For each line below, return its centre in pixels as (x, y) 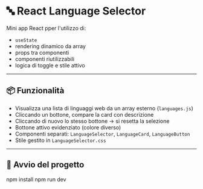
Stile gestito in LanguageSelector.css (60, 140)
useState (26, 40)
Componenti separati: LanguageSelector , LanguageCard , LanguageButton (102, 134)
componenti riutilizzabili (44, 59)
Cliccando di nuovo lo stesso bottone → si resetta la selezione (92, 121)
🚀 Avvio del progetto (45, 165)
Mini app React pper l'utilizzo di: (46, 28)
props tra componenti (42, 52)
